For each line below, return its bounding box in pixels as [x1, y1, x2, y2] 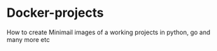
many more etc [6, 35, 50, 43]
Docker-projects [6, 5, 104, 21]
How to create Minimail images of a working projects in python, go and [6, 28, 211, 36]
